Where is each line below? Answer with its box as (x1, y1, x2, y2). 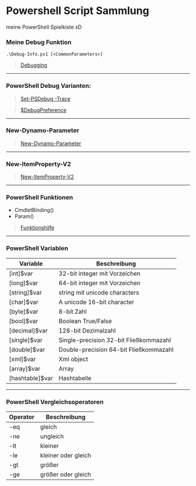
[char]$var (9, 297, 39, 306)
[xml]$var (9, 355, 36, 363)
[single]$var (9, 336, 43, 344)
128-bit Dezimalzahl (58, 326, 116, 334)
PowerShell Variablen (6, 244, 68, 252)
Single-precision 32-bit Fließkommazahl (58, 336, 171, 344)
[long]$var (9, 279, 38, 287)
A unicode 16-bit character (58, 297, 135, 306)
